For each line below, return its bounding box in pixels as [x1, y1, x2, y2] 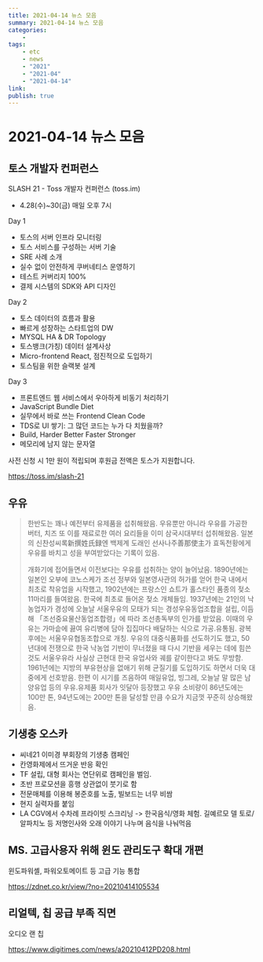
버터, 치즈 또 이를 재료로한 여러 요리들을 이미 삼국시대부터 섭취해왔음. [27, 529, 239, 538]
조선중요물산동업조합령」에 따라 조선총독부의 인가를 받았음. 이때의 [42, 614, 245, 624]
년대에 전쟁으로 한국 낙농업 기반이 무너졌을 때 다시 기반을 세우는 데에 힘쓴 [27, 643, 252, 653]
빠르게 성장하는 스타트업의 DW [19, 324, 114, 333]
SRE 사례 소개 [19, 252, 63, 262]
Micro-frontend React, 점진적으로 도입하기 [19, 351, 153, 361]
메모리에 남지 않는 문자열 [19, 439, 96, 448]
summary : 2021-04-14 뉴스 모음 [8, 19, 104, 27]
